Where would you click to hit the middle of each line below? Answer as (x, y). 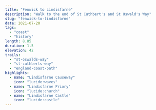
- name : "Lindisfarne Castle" (40, 95)
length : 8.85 (18, 41)
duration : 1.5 (19, 46)
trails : (13, 55)
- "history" (22, 37)
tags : (10, 28)
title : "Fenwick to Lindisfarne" (39, 9)
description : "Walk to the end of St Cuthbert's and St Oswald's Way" (78, 14)
